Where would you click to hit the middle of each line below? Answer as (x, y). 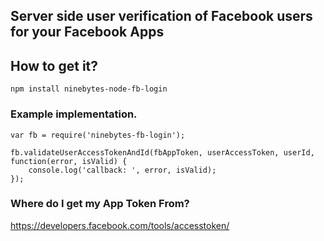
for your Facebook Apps (87, 32)
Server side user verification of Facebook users (161, 16)
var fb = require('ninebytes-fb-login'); (98, 135)
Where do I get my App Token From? (100, 204)
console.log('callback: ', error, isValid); (122, 170)
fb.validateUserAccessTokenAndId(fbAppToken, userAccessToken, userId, (162, 152)
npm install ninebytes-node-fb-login (89, 89)
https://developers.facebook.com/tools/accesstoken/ (120, 225)
